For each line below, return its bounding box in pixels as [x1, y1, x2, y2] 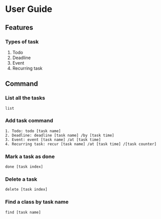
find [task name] [5, 210, 41, 215]
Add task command [5, 117, 53, 124]
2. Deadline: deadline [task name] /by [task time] [5, 133, 114, 138]
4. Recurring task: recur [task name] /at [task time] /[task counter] [5, 142, 157, 146]
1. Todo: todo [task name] [5, 128, 61, 134]
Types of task [5, 38, 39, 45]
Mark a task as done [5, 153, 55, 160]
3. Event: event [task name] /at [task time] [5, 137, 101, 142]
